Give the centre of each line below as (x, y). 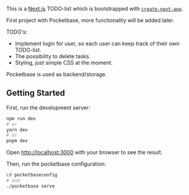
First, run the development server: (48, 107)
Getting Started (36, 93)
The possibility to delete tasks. (53, 56)
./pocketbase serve (31, 186)
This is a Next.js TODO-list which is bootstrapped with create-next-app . (95, 9)
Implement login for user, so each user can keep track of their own (97, 43)
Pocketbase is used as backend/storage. (56, 74)
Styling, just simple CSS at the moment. (64, 63)
